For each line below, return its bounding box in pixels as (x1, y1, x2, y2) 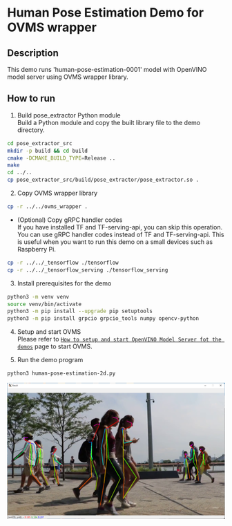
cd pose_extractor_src (7, 140, 72, 147)
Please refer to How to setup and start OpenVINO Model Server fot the (17, 335, 222, 344)
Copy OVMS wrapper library (17, 189, 98, 198)
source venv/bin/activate (7, 301, 81, 308)
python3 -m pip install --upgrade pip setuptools (7, 308, 153, 315)
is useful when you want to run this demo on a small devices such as (17, 237, 213, 246)
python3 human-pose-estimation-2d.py (7, 370, 116, 377)
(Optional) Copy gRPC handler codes (17, 216, 123, 224)
